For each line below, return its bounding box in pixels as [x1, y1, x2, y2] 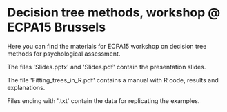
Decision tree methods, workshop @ [7, 5, 221, 21]
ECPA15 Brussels [7, 19, 106, 35]
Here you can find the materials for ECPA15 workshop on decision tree [7, 42, 207, 50]
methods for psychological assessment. [7, 49, 121, 58]
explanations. [7, 83, 46, 91]
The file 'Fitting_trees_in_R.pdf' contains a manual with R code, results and [7, 76, 219, 84]
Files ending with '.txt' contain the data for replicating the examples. [7, 96, 200, 104]
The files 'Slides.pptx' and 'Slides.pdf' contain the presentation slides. [7, 63, 206, 71]
